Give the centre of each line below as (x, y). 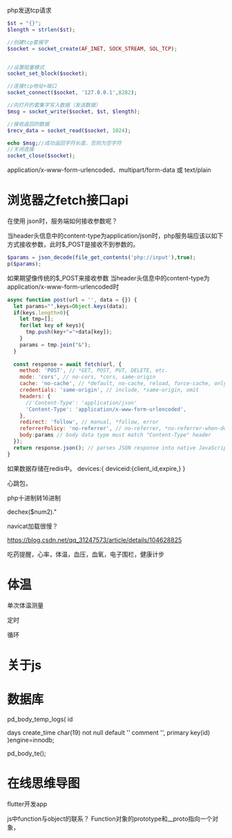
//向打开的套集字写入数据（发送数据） (54, 105)
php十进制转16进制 (34, 498)
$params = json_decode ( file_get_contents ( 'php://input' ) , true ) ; (101, 258)
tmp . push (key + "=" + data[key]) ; (69, 332)
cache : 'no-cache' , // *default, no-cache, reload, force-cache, (116, 384)
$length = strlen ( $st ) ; (41, 30)
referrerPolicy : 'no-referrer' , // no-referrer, (91, 429)
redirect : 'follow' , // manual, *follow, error (89, 422)
